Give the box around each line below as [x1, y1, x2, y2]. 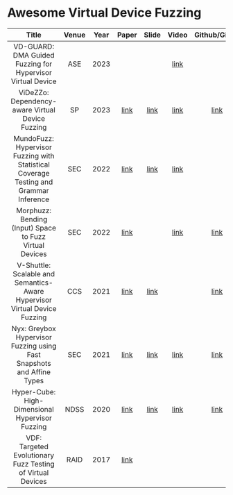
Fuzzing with [12, 151, 55, 160]
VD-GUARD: [13, 42, 54, 51]
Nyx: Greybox [11, 324, 57, 333]
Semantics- [14, 278, 53, 287]
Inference [18, 194, 50, 204]
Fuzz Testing [12, 459, 55, 469]
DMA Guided [12, 50, 55, 60]
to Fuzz [21, 231, 46, 241]
